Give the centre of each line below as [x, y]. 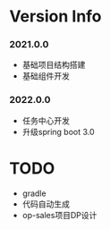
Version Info [55, 17]
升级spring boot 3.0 [59, 131]
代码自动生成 [46, 204]
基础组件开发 [46, 76]
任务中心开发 [46, 120]
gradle [34, 193]
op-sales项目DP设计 [59, 215]
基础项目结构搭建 [54, 65]
